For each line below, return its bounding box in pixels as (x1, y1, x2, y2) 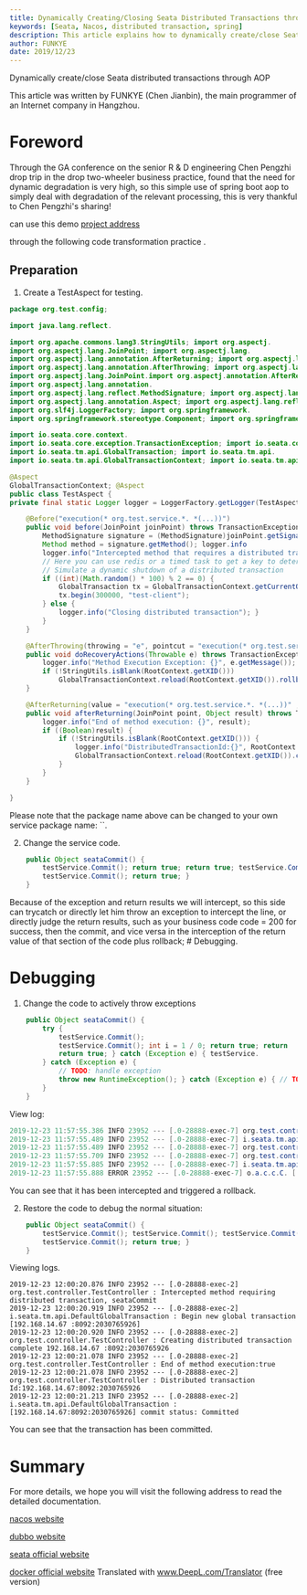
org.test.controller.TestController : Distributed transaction (9, 1376, 256, 1385)
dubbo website (9, 1531, 66, 1542)
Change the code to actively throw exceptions (22, 998, 196, 1009)
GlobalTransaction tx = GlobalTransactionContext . (58, 582, 256, 592)
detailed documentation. (9, 1495, 101, 1507)
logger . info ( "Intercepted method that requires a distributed (42, 548, 284, 557)
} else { (42, 599, 76, 608)
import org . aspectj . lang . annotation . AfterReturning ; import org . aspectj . (9, 354, 297, 364)
